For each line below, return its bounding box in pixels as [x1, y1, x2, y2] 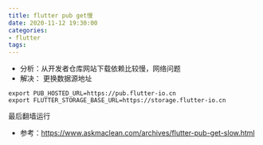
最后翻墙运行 [8, 112, 50, 121]
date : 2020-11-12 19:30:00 [8, 19, 98, 27]
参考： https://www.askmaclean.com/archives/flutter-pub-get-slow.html [19, 128, 255, 138]
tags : [8, 41, 26, 49]
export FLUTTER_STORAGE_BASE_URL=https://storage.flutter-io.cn [8, 97, 226, 105]
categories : [8, 26, 48, 34]
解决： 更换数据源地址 [19, 74, 92, 83]
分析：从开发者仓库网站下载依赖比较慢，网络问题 [19, 64, 181, 74]
